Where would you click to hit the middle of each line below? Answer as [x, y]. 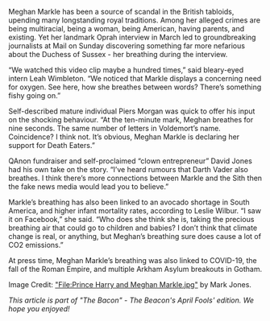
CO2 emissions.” [36, 245]
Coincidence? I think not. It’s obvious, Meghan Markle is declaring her [124, 137]
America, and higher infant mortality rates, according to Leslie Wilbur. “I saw [135, 211]
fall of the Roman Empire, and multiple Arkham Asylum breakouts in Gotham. [135, 269]
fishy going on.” [35, 95]
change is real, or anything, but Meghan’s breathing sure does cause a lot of [135, 236]
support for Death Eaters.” [52, 145]
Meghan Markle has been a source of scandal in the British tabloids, [121, 12]
